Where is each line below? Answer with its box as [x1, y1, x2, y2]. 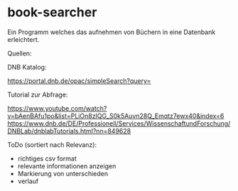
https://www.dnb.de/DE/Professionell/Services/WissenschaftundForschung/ [7, 119, 231, 128]
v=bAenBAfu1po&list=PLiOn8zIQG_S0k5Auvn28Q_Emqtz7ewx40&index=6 [7, 111, 225, 120]
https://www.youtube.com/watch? [7, 104, 107, 112]
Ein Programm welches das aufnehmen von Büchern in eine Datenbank [7, 28, 216, 36]
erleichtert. [7, 35, 40, 43]
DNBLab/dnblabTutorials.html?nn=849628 [7, 126, 131, 135]
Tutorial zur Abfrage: [7, 90, 68, 99]
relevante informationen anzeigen [17, 161, 117, 170]
